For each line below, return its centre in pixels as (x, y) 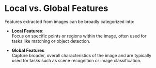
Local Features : (27, 31)
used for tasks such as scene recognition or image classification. (76, 60)
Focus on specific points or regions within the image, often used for (79, 36)
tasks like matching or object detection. (51, 41)
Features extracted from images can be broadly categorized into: (70, 22)
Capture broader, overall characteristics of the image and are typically (81, 55)
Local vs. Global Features (56, 8)
